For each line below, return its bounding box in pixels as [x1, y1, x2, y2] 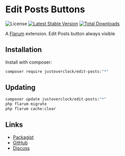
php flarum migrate [5, 102, 47, 107]
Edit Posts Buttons [5, 4, 86, 15]
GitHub [12, 140, 28, 146]
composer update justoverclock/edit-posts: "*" [5, 96, 107, 102]
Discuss [12, 145, 30, 151]
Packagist [12, 134, 34, 140]
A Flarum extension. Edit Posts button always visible [5, 30, 115, 36]
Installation [5, 45, 42, 54]
